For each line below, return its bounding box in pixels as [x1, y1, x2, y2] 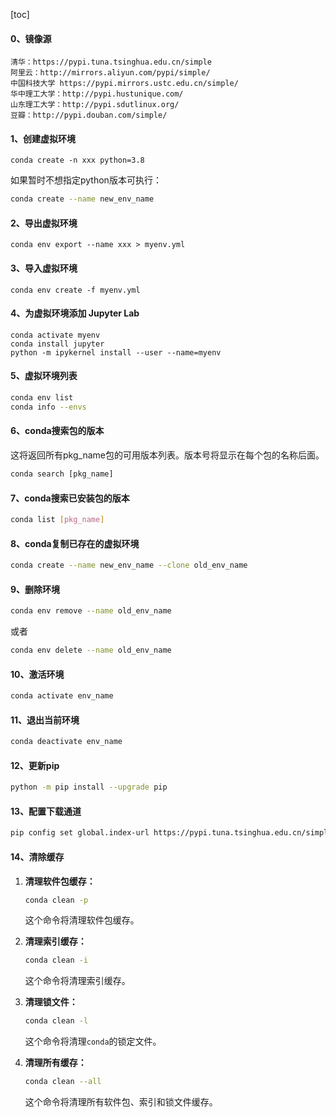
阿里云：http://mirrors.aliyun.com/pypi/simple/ [10, 68, 211, 78]
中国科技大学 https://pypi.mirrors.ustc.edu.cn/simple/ [10, 79, 239, 89]
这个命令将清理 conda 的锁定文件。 [24, 1035, 162, 1048]
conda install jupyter [10, 339, 105, 349]
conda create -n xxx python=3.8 [10, 155, 145, 166]
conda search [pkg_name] [10, 469, 114, 479]
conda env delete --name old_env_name [10, 645, 172, 656]
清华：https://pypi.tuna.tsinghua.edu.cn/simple [10, 57, 213, 68]
